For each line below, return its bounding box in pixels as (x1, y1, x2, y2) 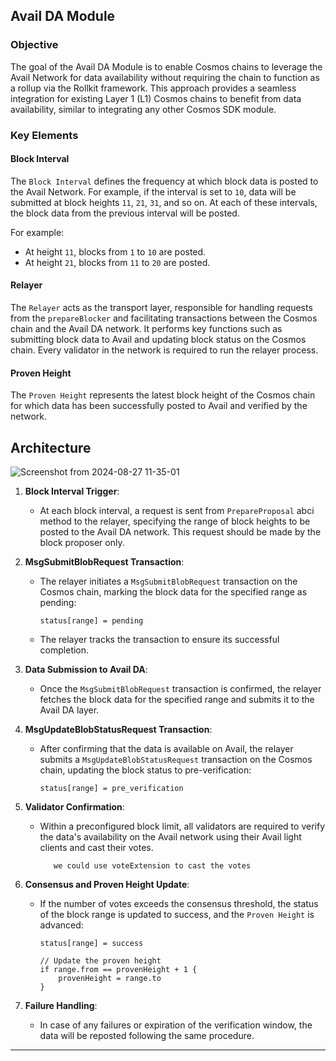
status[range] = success (39, 939, 144, 949)
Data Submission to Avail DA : (24, 664, 148, 676)
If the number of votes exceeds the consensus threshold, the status (39, 898, 319, 910)
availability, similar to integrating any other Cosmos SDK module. (10, 103, 277, 115)
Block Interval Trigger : (24, 485, 120, 498)
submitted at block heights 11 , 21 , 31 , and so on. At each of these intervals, (10, 196, 318, 208)
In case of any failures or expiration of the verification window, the (39, 1019, 313, 1031)
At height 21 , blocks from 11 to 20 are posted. (24, 256, 211, 268)
